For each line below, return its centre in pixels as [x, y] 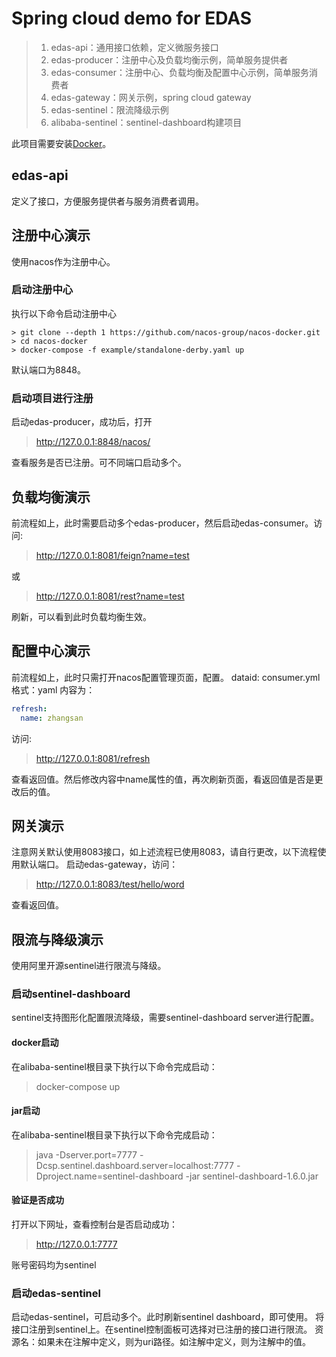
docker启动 [35, 1043]
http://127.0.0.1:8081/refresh [93, 758]
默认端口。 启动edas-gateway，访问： [99, 864]
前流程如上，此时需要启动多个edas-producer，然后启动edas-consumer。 [162, 523]
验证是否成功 [37, 1200]
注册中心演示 [51, 235]
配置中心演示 [51, 651]
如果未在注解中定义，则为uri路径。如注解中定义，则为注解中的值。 [174, 1342]
